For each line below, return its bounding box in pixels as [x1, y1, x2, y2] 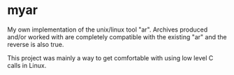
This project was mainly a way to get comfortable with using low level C [7, 53, 214, 62]
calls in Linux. [7, 61, 47, 69]
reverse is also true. [7, 40, 64, 48]
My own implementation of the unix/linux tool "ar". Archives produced [7, 25, 208, 34]
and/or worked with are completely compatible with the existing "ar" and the [7, 32, 227, 41]
